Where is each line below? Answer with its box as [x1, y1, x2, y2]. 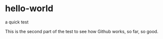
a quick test [5, 19, 29, 25]
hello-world [5, 3, 54, 14]
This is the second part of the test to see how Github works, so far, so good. [5, 28, 159, 34]
